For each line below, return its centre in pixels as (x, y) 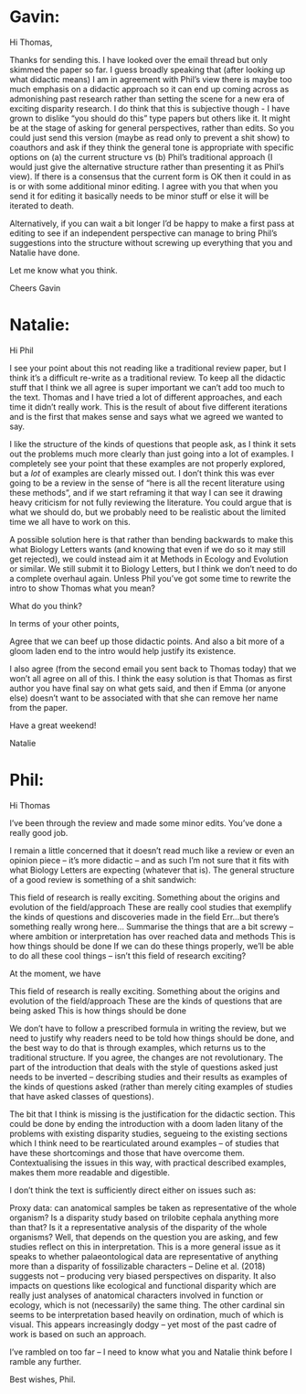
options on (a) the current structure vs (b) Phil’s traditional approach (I (141, 156)
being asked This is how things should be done (98, 1010)
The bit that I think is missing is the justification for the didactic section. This (153, 1114)
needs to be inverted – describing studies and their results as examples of (148, 1077)
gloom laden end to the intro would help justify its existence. (123, 650)
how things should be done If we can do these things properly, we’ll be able (152, 946)
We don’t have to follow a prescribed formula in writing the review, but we (148, 1028)
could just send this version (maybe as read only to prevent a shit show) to (150, 137)
